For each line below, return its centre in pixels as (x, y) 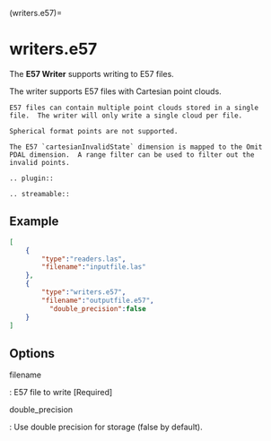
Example (34, 222)
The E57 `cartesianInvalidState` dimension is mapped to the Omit (136, 147)
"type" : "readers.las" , (84, 259)
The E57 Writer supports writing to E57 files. (92, 73)
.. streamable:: (39, 194)
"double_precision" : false (97, 308)
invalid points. (39, 162)
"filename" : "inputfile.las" (94, 267)
